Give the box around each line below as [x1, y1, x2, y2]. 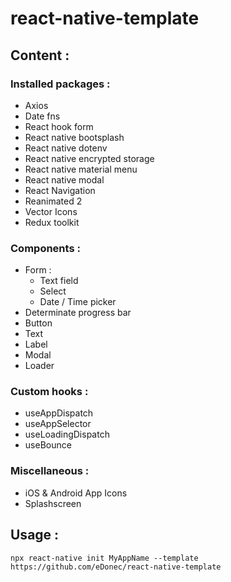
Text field [39, 275, 79, 287]
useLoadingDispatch [24, 428, 110, 441]
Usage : [10, 527, 60, 544]
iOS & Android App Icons [24, 487, 128, 499]
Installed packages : [10, 77, 111, 91]
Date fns [24, 110, 61, 122]
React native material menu [24, 163, 138, 175]
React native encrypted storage [24, 152, 155, 164]
